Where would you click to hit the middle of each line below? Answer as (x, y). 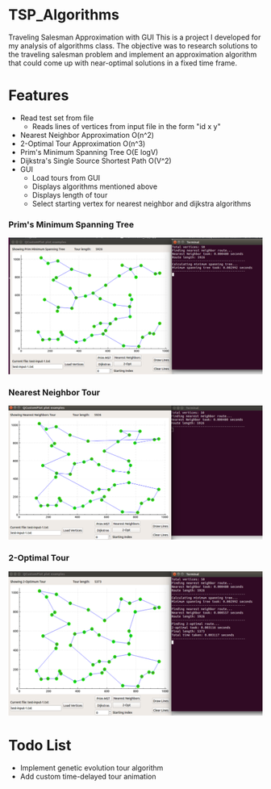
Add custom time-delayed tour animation (88, 777)
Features (39, 96)
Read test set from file (57, 118)
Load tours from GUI (66, 177)
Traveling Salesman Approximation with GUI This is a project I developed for (135, 37)
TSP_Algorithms (64, 15)
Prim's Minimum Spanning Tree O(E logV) (89, 152)
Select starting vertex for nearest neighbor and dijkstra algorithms (142, 203)
